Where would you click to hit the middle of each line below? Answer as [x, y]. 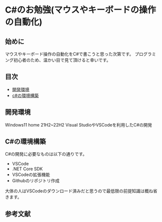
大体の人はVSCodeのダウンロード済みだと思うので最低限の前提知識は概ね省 [81, 191]
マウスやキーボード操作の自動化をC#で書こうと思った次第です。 [69, 54]
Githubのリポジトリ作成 [36, 181]
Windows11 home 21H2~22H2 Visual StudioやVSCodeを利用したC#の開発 [79, 125]
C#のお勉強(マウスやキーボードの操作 [81, 10]
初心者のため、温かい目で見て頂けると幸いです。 [62, 60]
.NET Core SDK [27, 169]
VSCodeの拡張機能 [31, 174]
